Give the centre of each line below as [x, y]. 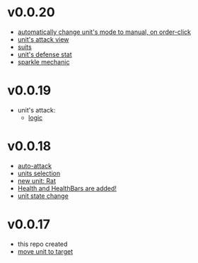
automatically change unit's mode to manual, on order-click [104, 32]
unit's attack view [43, 39]
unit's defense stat [45, 54]
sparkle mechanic [43, 62]
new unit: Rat [37, 180]
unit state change [43, 196]
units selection [39, 173]
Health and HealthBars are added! [67, 188]
